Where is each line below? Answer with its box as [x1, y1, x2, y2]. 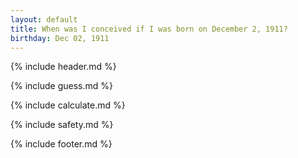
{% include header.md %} [10, 61, 117, 73]
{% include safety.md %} [10, 119, 114, 131]
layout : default [10, 14, 78, 25]
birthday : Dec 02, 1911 [10, 33, 110, 43]
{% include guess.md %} [10, 80, 113, 92]
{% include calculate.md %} [10, 99, 126, 111]
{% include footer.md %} [10, 138, 113, 150]
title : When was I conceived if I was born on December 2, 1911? [10, 24, 288, 34]
